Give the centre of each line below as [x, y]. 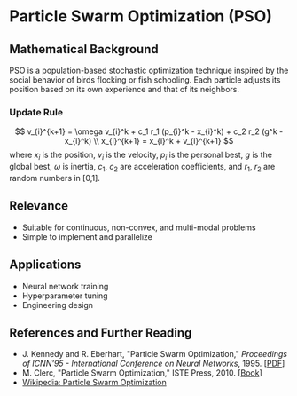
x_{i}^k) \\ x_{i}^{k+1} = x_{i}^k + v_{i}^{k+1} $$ [149, 141]
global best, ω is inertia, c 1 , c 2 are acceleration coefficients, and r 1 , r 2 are [142, 168]
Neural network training [65, 286]
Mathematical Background [84, 49]
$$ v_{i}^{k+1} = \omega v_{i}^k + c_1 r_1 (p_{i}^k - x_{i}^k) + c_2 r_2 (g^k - [149, 131]
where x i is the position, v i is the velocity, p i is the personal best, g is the [141, 156]
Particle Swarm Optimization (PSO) [141, 16]
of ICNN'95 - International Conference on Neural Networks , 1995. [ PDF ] [153, 364]
